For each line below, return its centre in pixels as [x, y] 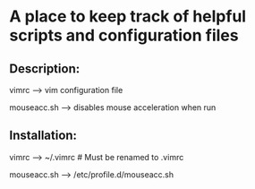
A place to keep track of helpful [128, 17]
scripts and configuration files [124, 35]
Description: [45, 69]
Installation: [43, 136]
